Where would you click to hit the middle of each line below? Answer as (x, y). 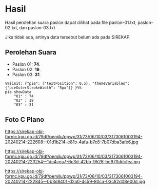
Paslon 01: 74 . (26, 64)
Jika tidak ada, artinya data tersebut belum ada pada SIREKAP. (68, 37)
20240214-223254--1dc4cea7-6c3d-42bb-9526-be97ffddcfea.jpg (73, 161)
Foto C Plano (25, 120)
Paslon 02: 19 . (26, 69)
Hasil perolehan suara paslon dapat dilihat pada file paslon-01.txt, (71, 22)
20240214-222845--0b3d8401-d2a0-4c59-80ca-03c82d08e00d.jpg (75, 181)
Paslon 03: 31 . (26, 75)
